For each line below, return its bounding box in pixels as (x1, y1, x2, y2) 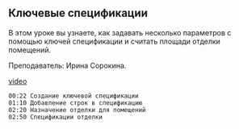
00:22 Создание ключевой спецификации (8, 92, 139, 100)
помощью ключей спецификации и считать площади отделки (8, 36, 220, 46)
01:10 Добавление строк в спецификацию (8, 98, 143, 107)
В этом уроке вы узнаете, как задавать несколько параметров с (8, 27, 232, 37)
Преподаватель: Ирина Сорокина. (8, 60, 127, 70)
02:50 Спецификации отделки (8, 113, 103, 121)
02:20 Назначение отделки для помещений (8, 106, 147, 114)
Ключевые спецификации (8, 6, 148, 20)
